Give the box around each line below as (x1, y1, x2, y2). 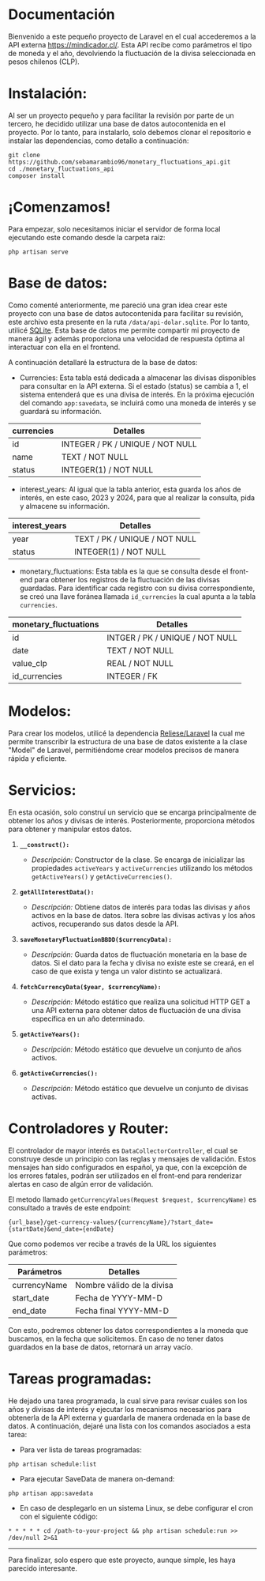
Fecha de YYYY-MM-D (74, 1292, 163, 1303)
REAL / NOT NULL (106, 657, 174, 668)
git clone (8, 151, 41, 159)
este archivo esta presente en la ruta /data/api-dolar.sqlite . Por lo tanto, (8, 317, 250, 326)
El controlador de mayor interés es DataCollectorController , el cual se (8, 1146, 238, 1155)
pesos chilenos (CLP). (8, 57, 80, 66)
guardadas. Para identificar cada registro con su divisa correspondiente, (19, 583, 256, 593)
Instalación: (8, 85, 88, 103)
